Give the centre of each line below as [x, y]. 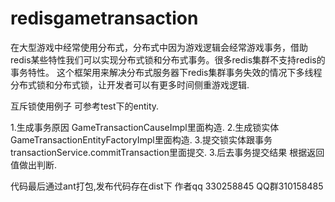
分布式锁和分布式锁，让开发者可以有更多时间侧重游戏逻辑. [130, 84]
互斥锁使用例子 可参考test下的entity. [85, 106]
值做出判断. [34, 164]
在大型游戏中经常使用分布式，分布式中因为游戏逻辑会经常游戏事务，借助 [159, 47]
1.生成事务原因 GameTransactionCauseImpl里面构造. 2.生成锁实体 [145, 127]
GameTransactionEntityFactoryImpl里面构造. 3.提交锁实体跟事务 [141, 139]
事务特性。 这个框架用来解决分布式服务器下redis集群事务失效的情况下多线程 [166, 72]
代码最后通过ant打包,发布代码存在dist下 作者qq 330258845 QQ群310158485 [167, 186]
